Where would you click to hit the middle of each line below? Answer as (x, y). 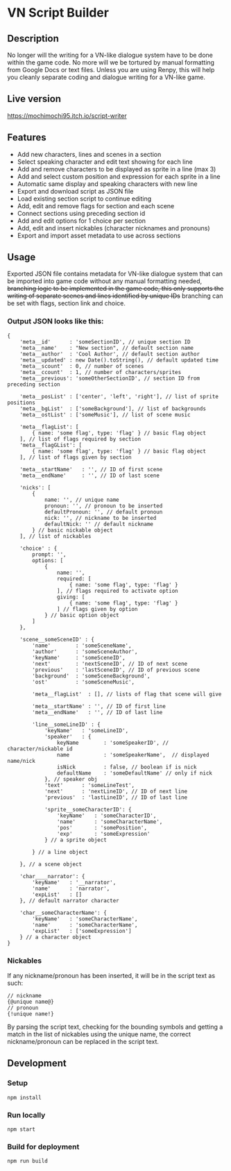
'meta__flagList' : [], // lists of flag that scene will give (127, 694)
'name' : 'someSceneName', (82, 646)
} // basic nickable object (72, 530)
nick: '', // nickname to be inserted (100, 518)
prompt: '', (50, 554)
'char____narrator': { (52, 876)
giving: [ (71, 597)
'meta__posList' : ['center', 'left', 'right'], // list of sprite (119, 396)
